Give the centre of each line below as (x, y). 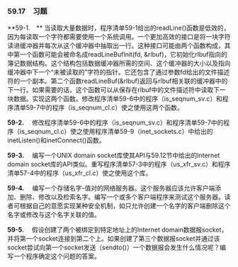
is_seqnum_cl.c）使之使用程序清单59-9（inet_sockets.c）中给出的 (116, 132)
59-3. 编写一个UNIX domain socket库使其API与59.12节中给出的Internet (114, 155)
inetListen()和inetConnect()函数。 (56, 140)
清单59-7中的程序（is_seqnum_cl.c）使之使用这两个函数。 (98, 108)
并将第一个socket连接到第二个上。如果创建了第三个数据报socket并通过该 (114, 239)
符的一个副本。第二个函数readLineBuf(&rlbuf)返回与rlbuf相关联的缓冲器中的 (118, 81)
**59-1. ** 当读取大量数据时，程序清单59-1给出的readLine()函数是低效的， (119, 28)
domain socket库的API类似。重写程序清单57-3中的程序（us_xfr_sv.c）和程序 (119, 164)
